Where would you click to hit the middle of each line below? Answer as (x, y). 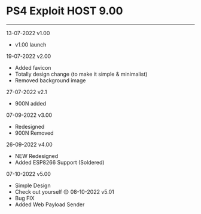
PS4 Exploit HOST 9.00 (65, 11)
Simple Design (33, 185)
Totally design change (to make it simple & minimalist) (81, 74)
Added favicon (33, 67)
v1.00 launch (31, 44)
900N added (31, 103)
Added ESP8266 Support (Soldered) (60, 162)
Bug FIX (25, 198)
